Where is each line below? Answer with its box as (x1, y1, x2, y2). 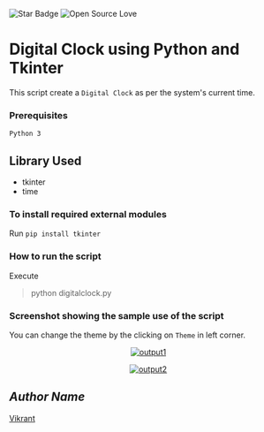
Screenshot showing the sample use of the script (9, 309, 224, 322)
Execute (9, 270, 39, 281)
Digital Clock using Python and (9, 40, 240, 59)
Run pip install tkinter (9, 228, 102, 239)
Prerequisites (9, 109, 68, 121)
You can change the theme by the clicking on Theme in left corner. (9, 330, 245, 340)
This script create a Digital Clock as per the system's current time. (9, 87, 256, 97)
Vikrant (9, 413, 35, 423)
